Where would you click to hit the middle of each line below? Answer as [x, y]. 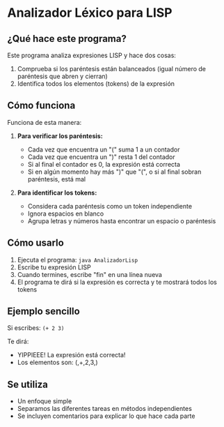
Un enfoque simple [45, 401]
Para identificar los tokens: [57, 193]
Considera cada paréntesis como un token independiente [110, 206]
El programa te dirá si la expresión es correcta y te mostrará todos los [117, 282]
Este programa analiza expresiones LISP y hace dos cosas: [91, 55]
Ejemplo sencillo [43, 312]
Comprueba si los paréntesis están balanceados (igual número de [112, 69]
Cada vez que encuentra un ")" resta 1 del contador [101, 157]
